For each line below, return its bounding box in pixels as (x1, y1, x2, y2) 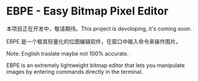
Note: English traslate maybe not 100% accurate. (6, 50, 129, 57)
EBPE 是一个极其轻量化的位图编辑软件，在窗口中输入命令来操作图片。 (6, 37, 182, 45)
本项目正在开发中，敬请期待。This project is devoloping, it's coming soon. (6, 25, 192, 32)
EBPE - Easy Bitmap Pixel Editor (6, 4, 169, 18)
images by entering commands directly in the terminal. (6, 68, 143, 75)
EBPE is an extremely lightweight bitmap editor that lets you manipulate (6, 62, 185, 69)
